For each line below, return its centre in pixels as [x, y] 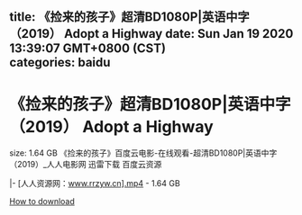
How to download [42, 202]
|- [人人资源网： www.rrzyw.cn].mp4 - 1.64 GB [95, 184]
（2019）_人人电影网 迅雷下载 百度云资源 [86, 165]
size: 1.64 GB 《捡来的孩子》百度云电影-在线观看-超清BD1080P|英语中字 [143, 153]
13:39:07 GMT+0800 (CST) [88, 49]
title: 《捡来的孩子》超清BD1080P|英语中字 [129, 17]
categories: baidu [60, 63]
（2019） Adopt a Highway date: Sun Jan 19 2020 [151, 34]
